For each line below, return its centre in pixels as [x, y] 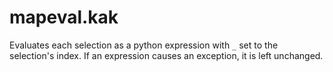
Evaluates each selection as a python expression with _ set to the [144, 45]
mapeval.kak [64, 17]
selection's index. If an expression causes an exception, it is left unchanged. [166, 55]
